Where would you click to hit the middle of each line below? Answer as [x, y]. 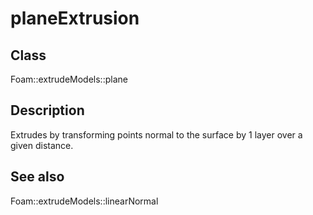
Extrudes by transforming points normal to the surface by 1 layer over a [156, 134]
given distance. [42, 145]
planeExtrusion [75, 18]
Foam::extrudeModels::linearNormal [84, 201]
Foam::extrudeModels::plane [69, 79]
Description [47, 110]
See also [37, 177]
